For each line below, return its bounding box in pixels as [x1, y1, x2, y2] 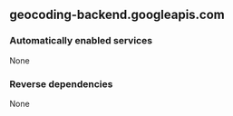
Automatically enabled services [9, 34, 152, 47]
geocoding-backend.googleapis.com [9, 7, 225, 23]
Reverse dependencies [9, 77, 113, 90]
